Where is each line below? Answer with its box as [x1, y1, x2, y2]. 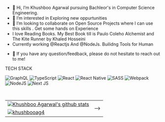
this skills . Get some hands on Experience [12, 26, 99, 31]
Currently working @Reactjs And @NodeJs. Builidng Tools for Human [12, 41, 154, 47]
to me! [12, 56, 26, 61]
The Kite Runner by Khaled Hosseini [12, 36, 86, 42]
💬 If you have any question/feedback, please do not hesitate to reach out [12, 51, 160, 57]
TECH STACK [5, 65, 33, 71]
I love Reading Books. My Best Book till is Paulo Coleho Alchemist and [12, 31, 154, 36]
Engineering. [12, 10, 38, 16]
